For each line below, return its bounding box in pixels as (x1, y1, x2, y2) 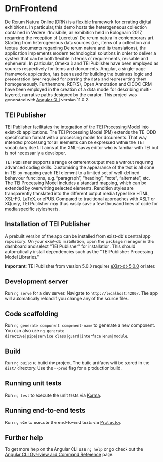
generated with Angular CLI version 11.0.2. (5, 97, 90, 102)
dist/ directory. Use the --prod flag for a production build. (5, 365, 122, 371)
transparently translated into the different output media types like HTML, (5, 190, 150, 196)
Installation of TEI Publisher (5, 220, 91, 228)
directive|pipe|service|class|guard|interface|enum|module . (5, 333, 128, 339)
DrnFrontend (5, 3, 58, 14)
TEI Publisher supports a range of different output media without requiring (5, 159, 153, 165)
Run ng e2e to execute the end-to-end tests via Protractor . (5, 419, 122, 425)
